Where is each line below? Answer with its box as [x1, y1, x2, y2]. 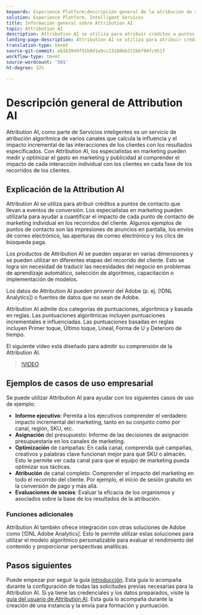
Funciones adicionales [6, 510, 73, 518]
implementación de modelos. [6, 276, 78, 283]
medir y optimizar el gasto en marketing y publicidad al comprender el [6, 154, 180, 161]
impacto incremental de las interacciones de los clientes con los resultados [6, 141, 192, 148]
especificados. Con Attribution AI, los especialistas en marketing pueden [6, 148, 186, 155]
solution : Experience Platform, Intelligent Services [6, 14, 144, 20]
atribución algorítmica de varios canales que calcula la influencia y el [6, 135, 177, 142]
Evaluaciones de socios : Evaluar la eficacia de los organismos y [14, 488, 175, 496]
